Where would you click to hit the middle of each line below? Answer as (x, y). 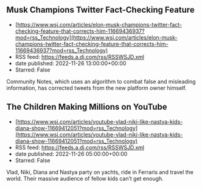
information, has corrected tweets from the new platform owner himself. (96, 88)
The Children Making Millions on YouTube (87, 107)
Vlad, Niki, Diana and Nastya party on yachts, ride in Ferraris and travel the (100, 172)
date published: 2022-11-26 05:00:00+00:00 (71, 153)
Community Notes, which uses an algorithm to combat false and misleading (101, 81)
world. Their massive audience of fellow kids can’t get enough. (85, 178)
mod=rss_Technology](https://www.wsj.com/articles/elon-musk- (96, 37)
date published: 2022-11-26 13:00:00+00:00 (71, 63)
